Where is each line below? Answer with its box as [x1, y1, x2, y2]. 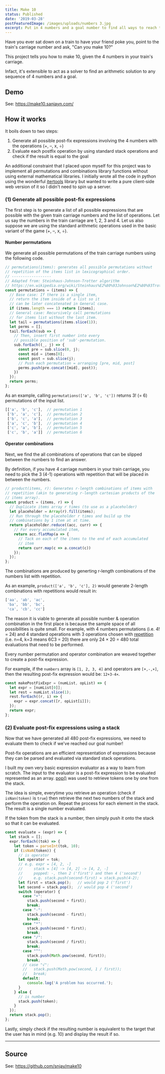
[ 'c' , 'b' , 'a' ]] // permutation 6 [7, 430, 82, 435]
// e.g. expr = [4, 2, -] [18, 862, 71, 867]
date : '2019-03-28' [5, 16, 45, 21]
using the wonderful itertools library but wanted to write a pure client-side [5, 178, 155, 184]
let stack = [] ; [9, 834, 43, 839]
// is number [18, 994, 45, 999]
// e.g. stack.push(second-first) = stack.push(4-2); [18, 875, 139, 881]
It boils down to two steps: [5, 128, 59, 134]
